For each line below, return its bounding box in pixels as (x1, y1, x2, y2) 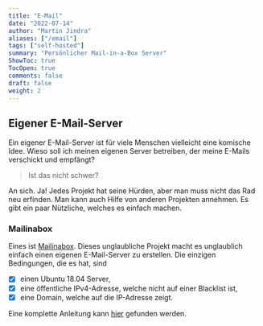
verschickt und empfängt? (8, 155, 95, 165)
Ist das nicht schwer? (27, 171, 99, 180)
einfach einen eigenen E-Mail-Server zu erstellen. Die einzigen (8, 250, 216, 260)
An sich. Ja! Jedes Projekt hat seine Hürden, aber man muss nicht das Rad (8, 186, 256, 196)
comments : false (8, 72, 63, 80)
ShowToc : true (8, 57, 56, 65)
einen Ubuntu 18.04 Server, (19, 274, 111, 284)
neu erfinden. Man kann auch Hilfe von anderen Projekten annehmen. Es (8, 195, 249, 204)
